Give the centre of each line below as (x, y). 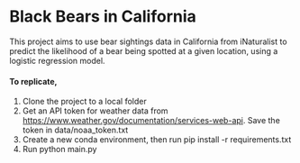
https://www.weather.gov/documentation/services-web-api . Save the (151, 121)
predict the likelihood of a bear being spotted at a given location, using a (144, 50)
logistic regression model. (57, 60)
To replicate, (33, 81)
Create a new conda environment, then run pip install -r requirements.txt (157, 140)
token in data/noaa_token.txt (75, 130)
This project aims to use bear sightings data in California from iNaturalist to (148, 41)
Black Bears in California (103, 17)
